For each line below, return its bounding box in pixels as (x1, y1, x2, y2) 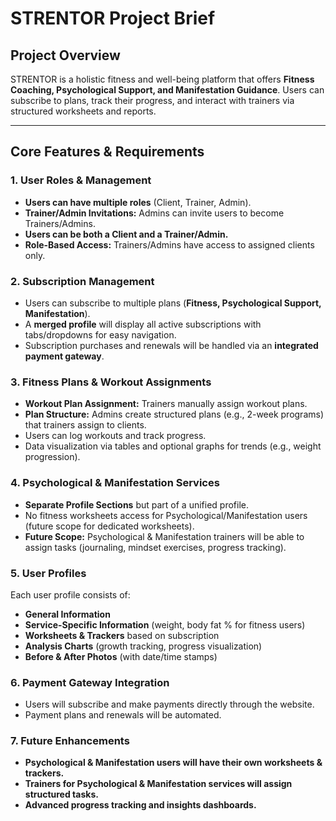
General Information (24, 608, 111, 620)
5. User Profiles (10, 566, 87, 580)
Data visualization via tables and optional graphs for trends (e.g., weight (24, 440, 322, 452)
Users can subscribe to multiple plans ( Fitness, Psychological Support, (24, 297, 322, 309)
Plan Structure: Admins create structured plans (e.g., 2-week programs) (24, 408, 325, 421)
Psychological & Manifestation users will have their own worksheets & (24, 757, 323, 769)
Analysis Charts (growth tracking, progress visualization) (24, 640, 263, 652)
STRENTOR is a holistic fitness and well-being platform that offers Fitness (10, 73, 315, 85)
